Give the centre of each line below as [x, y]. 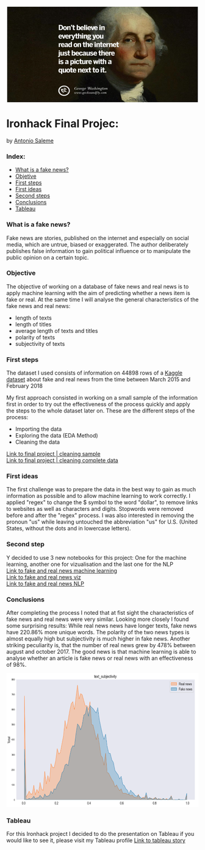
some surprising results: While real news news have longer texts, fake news [102, 626]
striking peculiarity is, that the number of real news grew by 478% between [101, 645]
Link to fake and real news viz [44, 577]
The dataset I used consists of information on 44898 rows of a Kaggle [95, 373]
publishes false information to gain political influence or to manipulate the [99, 251]
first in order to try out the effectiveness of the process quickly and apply [98, 405]
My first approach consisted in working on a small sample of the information [102, 398]
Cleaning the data [37, 442]
